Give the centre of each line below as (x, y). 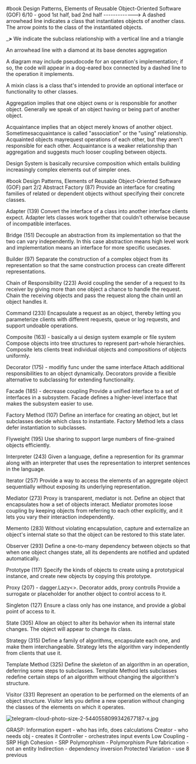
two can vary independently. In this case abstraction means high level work (97, 241)
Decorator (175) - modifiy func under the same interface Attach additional (95, 367)
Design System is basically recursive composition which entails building (93, 163)
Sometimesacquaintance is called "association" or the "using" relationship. (97, 133)
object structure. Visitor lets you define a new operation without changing (95, 701)
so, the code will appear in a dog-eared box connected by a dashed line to (97, 68)
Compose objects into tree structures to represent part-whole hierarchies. (96, 343)
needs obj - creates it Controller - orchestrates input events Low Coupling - (98, 736)
